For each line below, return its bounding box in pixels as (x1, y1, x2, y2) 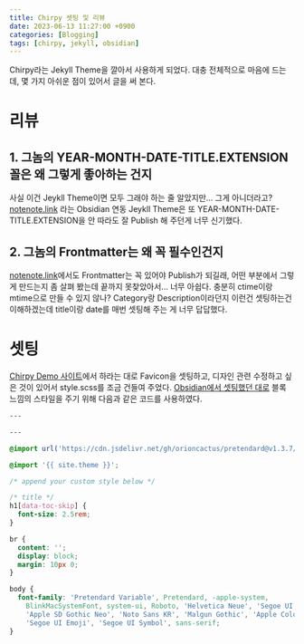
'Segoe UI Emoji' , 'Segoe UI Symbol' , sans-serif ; (25, 618, 221, 628)
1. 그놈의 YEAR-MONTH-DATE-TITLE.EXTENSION (9, 149, 289, 165)
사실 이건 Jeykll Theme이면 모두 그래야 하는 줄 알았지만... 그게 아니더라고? (9, 192, 273, 204)
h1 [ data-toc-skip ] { (9, 502, 88, 511)
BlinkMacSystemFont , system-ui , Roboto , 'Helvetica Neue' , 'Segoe (25, 601, 281, 610)
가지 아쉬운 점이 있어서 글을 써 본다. (30, 76, 157, 87)
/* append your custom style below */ (9, 476, 156, 485)
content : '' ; (17, 543, 67, 553)
